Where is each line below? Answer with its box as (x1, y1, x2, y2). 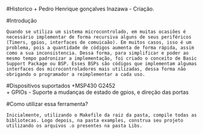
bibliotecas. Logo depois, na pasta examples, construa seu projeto (6, 118, 184, 124)
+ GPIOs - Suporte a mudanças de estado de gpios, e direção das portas (6, 88, 189, 96)
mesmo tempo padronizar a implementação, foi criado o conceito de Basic (6, 55, 198, 62)
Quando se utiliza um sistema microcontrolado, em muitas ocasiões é (6, 29, 187, 35)
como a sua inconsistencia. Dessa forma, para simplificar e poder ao (6, 50, 189, 56)
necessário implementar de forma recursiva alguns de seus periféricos (6, 34, 191, 40)
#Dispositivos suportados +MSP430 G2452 (6, 82, 115, 89)
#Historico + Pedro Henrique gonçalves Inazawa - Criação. (6, 5, 154, 12)
